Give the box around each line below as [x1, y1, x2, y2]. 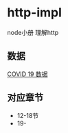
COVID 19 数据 [7, 70, 48, 78]
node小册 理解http [7, 28, 59, 36]
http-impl [7, 5, 62, 21]
